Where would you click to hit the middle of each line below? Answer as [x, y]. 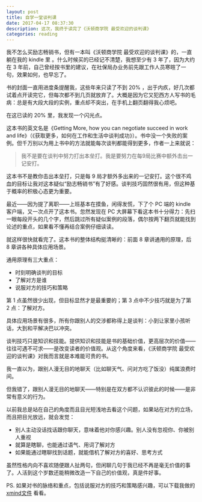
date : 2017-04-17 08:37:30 [40, 23]
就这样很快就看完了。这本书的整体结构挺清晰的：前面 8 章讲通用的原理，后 [99, 240]
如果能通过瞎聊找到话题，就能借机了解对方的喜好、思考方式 [89, 453]
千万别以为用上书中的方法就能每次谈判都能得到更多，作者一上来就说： [109, 143]
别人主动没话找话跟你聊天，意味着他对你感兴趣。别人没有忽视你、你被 [102, 430]
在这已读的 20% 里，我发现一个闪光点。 [56, 116]
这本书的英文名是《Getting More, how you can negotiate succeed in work [97, 128]
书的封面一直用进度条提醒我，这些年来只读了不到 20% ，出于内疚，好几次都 [100, 87]
